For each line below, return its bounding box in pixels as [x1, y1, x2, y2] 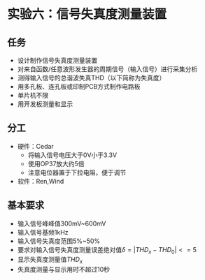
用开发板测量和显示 [17, 100, 73, 108]
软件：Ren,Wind [17, 177, 64, 185]
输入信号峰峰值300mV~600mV [17, 219, 106, 228]
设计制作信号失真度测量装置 [17, 57, 98, 64]
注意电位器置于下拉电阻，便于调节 [27, 168, 127, 177]
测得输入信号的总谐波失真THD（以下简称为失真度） [17, 74, 166, 82]
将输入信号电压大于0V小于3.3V [27, 151, 118, 159]
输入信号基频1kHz [17, 228, 69, 236]
